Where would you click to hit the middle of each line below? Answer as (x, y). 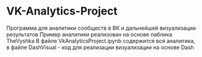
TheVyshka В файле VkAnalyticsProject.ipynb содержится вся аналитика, (101, 41)
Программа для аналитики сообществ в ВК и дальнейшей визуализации (101, 28)
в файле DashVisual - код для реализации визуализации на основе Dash (100, 47)
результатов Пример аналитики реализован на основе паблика (89, 34)
